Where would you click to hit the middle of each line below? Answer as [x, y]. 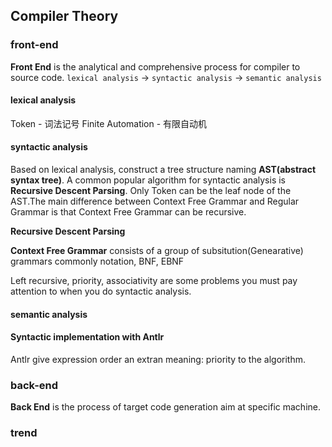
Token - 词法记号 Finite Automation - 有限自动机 [109, 123]
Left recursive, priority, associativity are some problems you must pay [154, 281]
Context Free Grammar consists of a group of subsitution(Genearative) [157, 251]
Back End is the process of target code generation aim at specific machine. [165, 407]
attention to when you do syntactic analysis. [101, 291]
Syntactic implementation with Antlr [87, 337]
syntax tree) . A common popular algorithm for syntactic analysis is [148, 180]
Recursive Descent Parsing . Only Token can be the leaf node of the [151, 191]
